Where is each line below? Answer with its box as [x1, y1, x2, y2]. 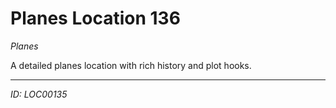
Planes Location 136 [10, 7, 181, 30]
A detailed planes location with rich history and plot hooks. [10, 59, 252, 71]
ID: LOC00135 [10, 88, 68, 100]
